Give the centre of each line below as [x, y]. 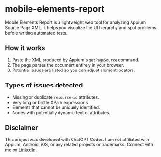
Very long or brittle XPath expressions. [51, 102]
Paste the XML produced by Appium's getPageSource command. [76, 60]
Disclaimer [22, 128]
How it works [25, 48]
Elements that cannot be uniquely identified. [56, 107]
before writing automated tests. [36, 33]
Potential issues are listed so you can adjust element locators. [73, 70]
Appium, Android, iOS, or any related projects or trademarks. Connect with [79, 145]
